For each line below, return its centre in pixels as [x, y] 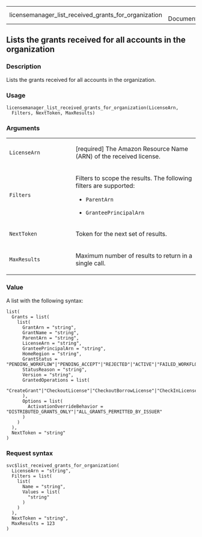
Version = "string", [48, 375]
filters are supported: [105, 186]
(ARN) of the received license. [118, 157]
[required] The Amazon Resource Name [132, 149]
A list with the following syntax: [45, 300]
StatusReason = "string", [54, 370]
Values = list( [41, 492]
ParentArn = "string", [50, 338]
